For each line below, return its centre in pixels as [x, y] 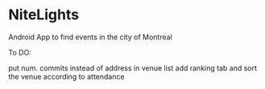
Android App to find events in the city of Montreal [90, 37]
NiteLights [43, 15]
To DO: [20, 52]
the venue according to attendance [66, 76]
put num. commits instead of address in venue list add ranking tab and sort [133, 68]
